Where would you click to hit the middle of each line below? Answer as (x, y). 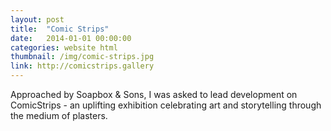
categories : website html (64, 47)
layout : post (37, 19)
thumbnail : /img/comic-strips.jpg (82, 57)
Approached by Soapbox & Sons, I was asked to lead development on (154, 94)
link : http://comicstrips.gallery (82, 66)
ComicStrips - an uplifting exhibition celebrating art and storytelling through (166, 105)
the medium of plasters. (59, 115)
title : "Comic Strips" (60, 29)
